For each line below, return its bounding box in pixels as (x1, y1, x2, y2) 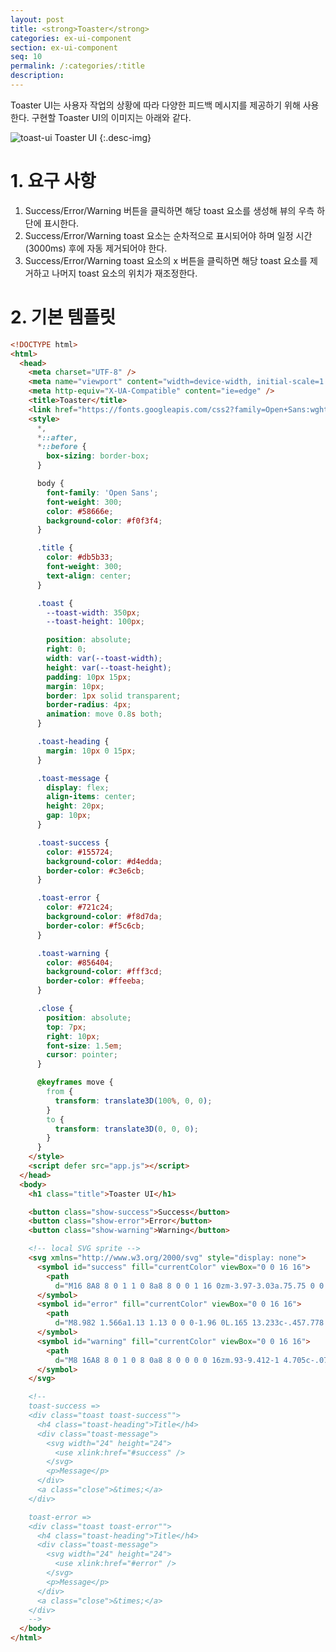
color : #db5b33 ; (46, 552, 114, 563)
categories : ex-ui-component (10, 33, 132, 43)
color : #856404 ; (46, 957, 114, 968)
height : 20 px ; (46, 801, 105, 811)
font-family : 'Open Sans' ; (46, 487, 159, 498)
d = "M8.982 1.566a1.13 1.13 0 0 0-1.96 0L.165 (54, 1318, 248, 1328)
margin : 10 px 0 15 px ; (46, 746, 137, 756)
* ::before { (36, 442, 87, 452)
